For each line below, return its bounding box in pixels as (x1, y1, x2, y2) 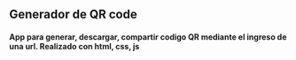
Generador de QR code (9, 7, 137, 22)
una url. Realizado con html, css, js (9, 41, 140, 51)
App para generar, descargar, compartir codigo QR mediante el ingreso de (9, 31, 287, 42)
